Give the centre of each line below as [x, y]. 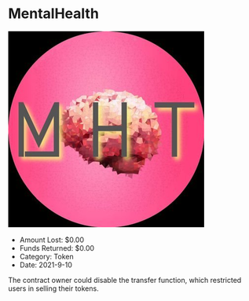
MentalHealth [54, 14]
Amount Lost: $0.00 [52, 240]
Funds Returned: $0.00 [57, 248]
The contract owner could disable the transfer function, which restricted [125, 280]
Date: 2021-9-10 [46, 265]
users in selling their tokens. [54, 288]
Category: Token [46, 256]
